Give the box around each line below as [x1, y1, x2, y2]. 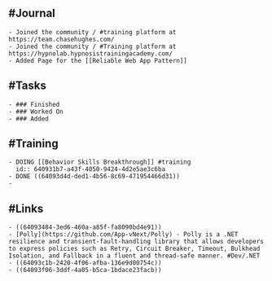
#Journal [8, 7, 55, 20]
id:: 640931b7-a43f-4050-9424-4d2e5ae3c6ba [15, 165, 165, 173]
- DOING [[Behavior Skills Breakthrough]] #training [8, 158, 191, 166]
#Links [8, 201, 44, 215]
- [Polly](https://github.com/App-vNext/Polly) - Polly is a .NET [8, 231, 239, 239]
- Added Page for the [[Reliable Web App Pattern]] [8, 56, 187, 64]
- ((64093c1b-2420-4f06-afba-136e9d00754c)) [8, 259, 162, 267]
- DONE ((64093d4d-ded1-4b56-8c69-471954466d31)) [8, 173, 181, 181]
